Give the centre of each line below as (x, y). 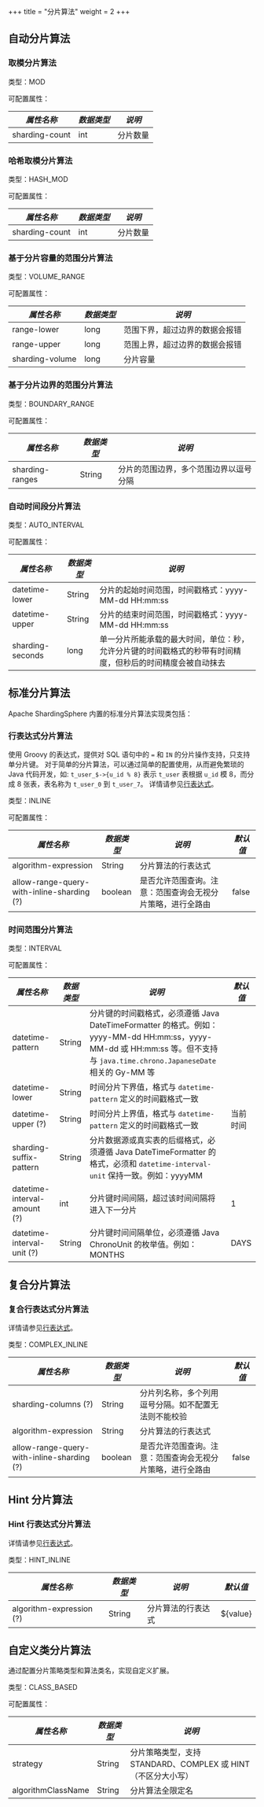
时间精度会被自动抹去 (186, 662)
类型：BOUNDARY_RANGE (51, 404)
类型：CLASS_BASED (43, 1687)
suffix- (25, 1157)
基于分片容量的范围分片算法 (60, 258)
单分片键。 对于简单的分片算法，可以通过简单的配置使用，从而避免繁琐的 (126, 764)
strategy (27, 1764)
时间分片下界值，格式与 (133, 1087)
